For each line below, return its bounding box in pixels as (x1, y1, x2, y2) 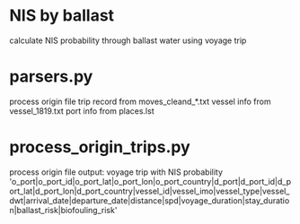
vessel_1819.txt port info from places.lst (9, 105, 154, 116)
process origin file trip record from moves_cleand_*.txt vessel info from (9, 96, 271, 107)
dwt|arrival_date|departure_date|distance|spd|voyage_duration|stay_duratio (9, 194, 290, 206)
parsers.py (9, 66, 93, 87)
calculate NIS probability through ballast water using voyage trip (9, 35, 247, 46)
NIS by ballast (9, 5, 115, 26)
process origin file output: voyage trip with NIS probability (9, 167, 223, 177)
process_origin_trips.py (9, 137, 190, 158)
